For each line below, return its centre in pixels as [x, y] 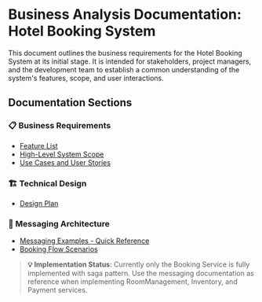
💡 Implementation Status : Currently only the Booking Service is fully [138, 264]
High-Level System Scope [62, 154]
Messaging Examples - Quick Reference [84, 241]
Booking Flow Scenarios [58, 249]
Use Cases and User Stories [65, 162]
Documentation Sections [70, 103]
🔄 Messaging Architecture [59, 223]
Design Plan [39, 203]
